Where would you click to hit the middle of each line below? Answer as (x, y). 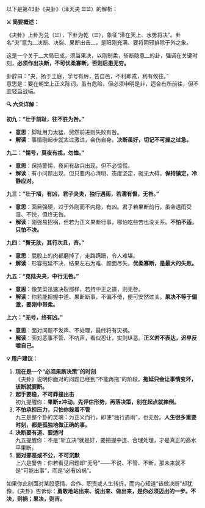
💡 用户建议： (22, 358)
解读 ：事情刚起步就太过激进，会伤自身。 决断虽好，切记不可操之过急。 (103, 140)
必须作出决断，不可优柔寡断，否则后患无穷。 (73, 63)
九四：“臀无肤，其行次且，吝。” (45, 242)
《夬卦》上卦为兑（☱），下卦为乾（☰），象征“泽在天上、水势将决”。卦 (94, 35)
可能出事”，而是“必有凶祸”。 (59, 470)
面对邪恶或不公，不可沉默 (47, 455)
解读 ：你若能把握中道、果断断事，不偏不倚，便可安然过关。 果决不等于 (103, 297)
